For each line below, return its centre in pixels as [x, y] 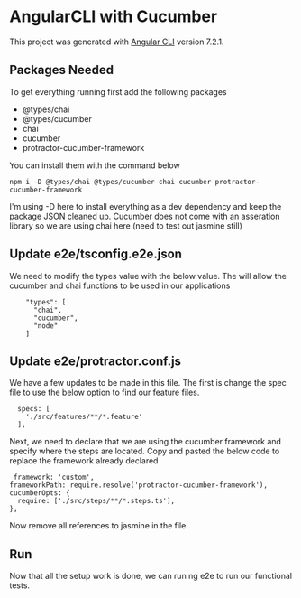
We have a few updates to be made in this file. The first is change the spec [148, 383]
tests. [19, 585]
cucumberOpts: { [40, 493]
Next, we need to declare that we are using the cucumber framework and [146, 442]
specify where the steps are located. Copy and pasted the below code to [145, 451]
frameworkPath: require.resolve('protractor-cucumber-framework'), [139, 485]
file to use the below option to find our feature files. [105, 392]
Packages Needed [62, 70]
